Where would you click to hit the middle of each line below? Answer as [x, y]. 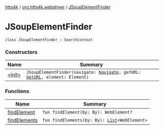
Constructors [21, 52]
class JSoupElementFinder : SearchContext [49, 40]
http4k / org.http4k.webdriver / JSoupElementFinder [58, 7]
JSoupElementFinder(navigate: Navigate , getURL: [84, 72]
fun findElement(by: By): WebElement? [87, 112]
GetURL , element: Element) [58, 77]
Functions [17, 91]
